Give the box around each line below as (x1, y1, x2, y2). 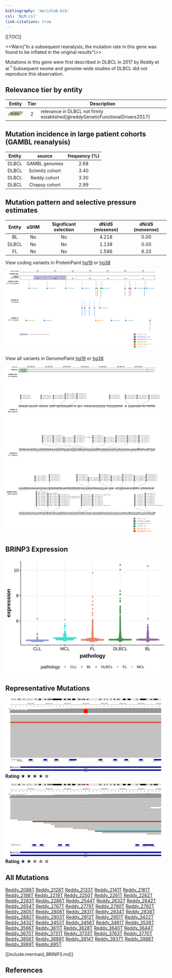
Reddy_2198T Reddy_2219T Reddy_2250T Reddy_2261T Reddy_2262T (5, 892, 153, 899)
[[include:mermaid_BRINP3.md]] (5, 951, 74, 957)
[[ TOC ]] (5, 34, 21, 40)
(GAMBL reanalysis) (5, 138, 71, 147)
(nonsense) (134, 227, 159, 233)
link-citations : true (5, 19, 52, 24)
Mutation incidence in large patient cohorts (5, 130, 146, 138)
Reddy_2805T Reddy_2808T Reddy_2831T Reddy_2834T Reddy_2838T (5, 909, 155, 915)
